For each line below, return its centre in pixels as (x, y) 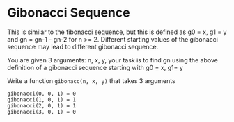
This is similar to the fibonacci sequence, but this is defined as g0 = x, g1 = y (117, 32)
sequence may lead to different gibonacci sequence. (83, 46)
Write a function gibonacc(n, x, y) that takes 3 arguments (91, 80)
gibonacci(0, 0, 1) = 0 (42, 94)
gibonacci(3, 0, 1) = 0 (42, 112)
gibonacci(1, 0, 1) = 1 (42, 99)
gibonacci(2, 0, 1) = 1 (42, 105)
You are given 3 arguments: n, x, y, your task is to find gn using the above (112, 60)
